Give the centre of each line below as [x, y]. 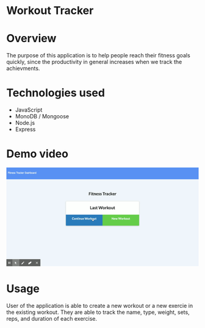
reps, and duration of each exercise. [52, 319]
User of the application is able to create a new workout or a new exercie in [100, 306]
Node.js [25, 123]
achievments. [23, 68]
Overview [31, 39]
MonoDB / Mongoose [42, 116]
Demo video [38, 154]
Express [25, 129]
